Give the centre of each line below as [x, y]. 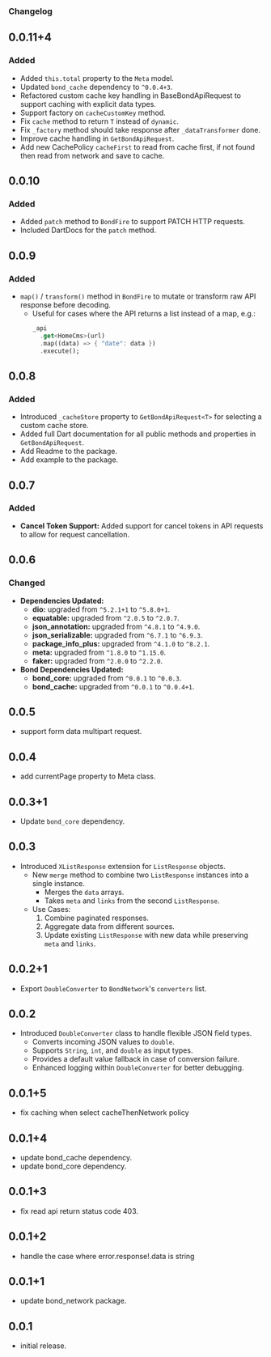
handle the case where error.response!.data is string [107, 1256]
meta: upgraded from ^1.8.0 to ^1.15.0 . [99, 652]
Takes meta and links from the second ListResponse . [132, 901]
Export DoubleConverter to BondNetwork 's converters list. [113, 988]
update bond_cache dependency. [76, 1158]
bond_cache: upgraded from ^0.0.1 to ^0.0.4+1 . [113, 686]
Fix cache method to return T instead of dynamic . [100, 121]
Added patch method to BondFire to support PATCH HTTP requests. [132, 222]
